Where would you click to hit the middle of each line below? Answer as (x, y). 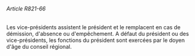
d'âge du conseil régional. (39, 47)
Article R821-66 (26, 9)
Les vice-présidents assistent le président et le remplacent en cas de (94, 27)
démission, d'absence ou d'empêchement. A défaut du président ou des (97, 34)
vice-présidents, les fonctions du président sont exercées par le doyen (96, 40)
